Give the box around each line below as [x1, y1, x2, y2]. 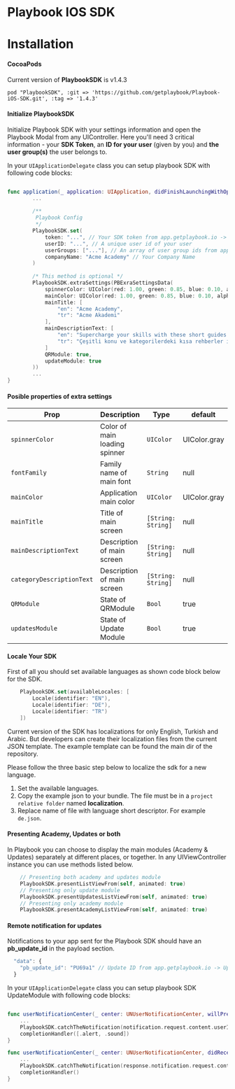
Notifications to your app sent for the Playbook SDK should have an [7, 937, 201, 946]
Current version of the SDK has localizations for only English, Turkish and [7, 727, 219, 736]
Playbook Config [35, 214, 83, 221]
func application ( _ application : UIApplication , [7, 188, 152, 195]
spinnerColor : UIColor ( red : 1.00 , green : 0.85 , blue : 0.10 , [44, 286, 224, 293]
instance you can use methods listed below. [7, 860, 134, 869]
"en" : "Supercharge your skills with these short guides [57, 332, 227, 339]
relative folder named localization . [17, 799, 124, 807]
